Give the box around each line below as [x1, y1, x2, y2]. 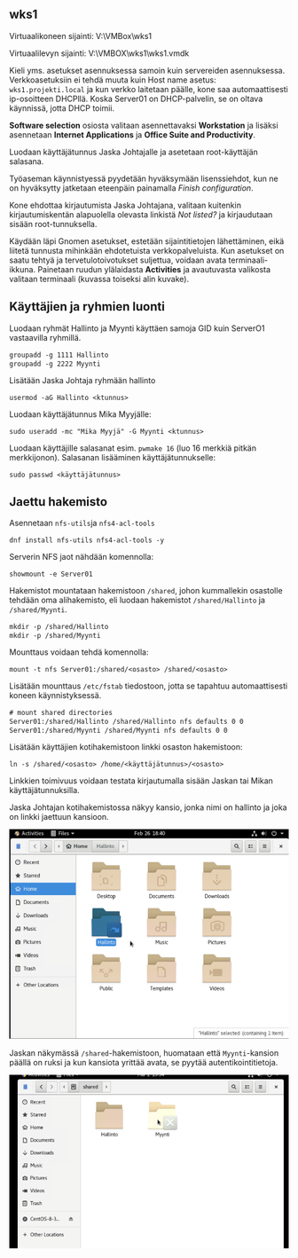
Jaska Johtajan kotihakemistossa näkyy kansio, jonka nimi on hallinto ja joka [9, 802, 287, 813]
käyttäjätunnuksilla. [9, 785, 80, 796]
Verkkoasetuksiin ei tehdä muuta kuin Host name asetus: [9, 75, 216, 85]
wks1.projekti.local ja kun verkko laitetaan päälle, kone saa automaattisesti [9, 83, 288, 94]
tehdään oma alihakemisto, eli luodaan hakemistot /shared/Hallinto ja [9, 594, 266, 606]
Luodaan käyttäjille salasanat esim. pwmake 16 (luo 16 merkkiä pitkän [9, 443, 257, 453]
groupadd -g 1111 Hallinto [9, 350, 109, 359]
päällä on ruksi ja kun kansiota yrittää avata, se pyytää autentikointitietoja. [9, 1057, 278, 1067]
